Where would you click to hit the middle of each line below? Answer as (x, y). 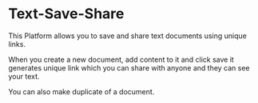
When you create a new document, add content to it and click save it (121, 59)
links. (17, 44)
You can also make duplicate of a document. (81, 91)
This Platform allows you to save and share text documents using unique (128, 36)
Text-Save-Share (66, 14)
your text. (24, 76)
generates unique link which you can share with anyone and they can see (129, 67)
